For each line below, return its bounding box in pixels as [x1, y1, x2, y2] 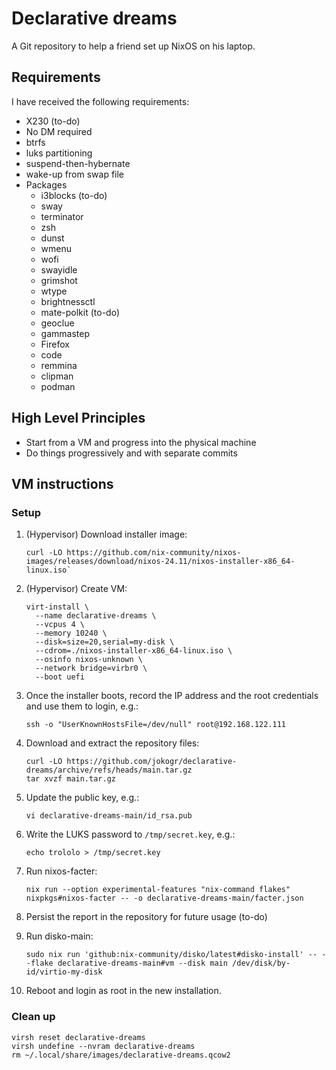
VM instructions [11, 475, 114, 492]
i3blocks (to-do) [40, 189, 108, 201]
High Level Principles [11, 410, 146, 427]
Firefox [40, 338, 70, 350]
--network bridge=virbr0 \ [35, 663, 148, 674]
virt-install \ [25, 602, 90, 612]
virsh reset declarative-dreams [11, 1032, 146, 1042]
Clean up [11, 1010, 56, 1024]
